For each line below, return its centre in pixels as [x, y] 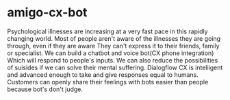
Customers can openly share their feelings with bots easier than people [108, 82]
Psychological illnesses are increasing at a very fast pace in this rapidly [107, 31]
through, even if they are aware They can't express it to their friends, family [114, 46]
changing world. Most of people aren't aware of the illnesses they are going [114, 38]
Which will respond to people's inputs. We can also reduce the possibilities [113, 60]
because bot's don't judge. [45, 89]
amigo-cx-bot [47, 13]
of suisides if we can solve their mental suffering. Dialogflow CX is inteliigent [115, 67]
